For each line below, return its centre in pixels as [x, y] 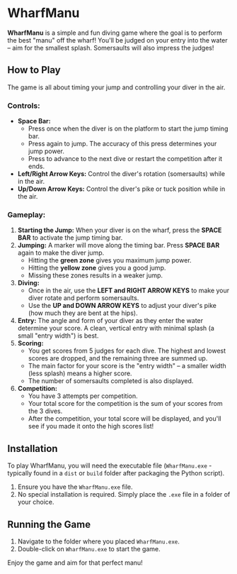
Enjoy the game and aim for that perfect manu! [75, 563]
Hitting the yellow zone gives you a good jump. [97, 268]
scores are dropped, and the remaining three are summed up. [118, 358]
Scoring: [30, 343]
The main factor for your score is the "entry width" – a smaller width [127, 366]
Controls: [24, 106]
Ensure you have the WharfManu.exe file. [75, 487]
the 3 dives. [45, 411]
